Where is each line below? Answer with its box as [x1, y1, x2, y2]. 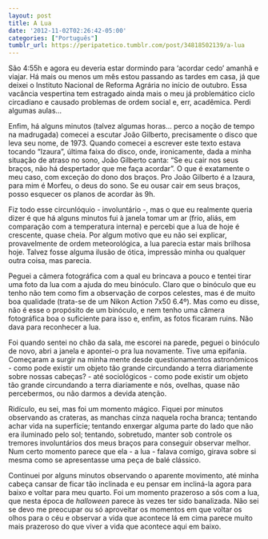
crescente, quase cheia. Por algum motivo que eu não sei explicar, [8, 230, 227, 240]
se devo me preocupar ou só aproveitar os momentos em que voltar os [8, 505, 242, 514]
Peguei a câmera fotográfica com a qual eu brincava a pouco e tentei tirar [8, 271, 252, 281]
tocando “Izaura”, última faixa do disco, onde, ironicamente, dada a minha [8, 147, 252, 157]
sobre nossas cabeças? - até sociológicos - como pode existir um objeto [8, 372, 249, 381]
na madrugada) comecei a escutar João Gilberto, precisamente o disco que [8, 130, 258, 140]
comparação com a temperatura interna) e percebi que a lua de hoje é [8, 222, 240, 232]
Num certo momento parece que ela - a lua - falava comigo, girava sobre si [8, 447, 257, 457]
